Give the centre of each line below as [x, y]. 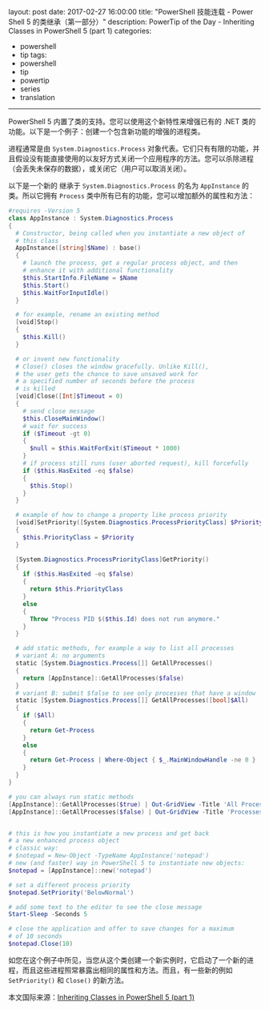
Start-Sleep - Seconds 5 [48, 915]
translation [38, 97]
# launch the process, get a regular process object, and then [130, 263]
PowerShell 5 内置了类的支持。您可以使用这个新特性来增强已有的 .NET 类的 [132, 121]
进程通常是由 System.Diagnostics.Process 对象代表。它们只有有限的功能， [131, 148]
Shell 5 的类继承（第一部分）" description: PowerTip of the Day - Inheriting [131, 22]
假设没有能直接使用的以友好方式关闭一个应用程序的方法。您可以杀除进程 [134, 158]
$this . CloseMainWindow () [64, 418]
